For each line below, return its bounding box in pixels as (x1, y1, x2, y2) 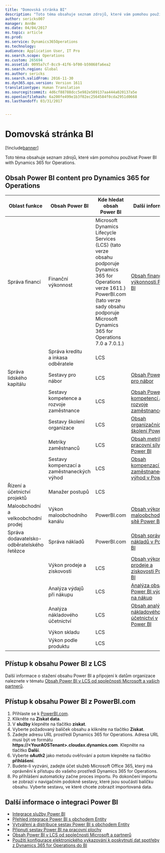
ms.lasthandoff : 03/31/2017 (5, 99, 63, 104)
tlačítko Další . (12, 747, 40, 753)
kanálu (48, 518, 64, 525)
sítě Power (131, 518, 156, 525)
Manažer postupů (48, 488, 89, 495)
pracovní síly (131, 441, 161, 448)
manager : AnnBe (5, 21, 36, 26)
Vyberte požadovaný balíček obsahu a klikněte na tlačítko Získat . (12, 726, 145, 732)
